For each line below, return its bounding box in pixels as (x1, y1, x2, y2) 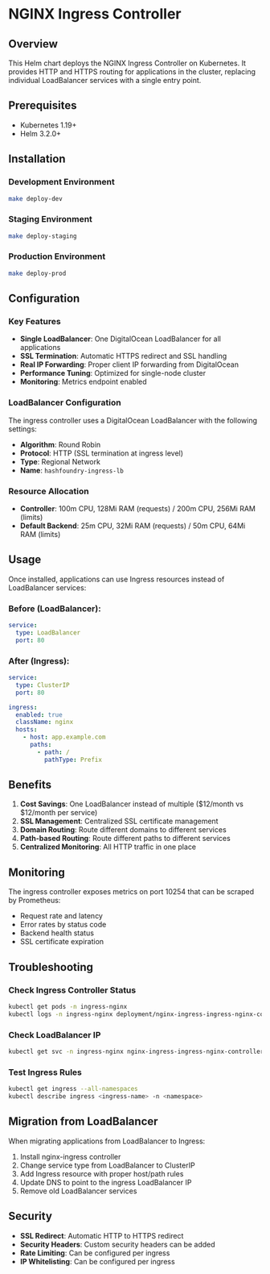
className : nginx (15, 718, 74, 727)
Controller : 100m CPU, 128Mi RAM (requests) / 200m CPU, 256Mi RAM (19, 504, 256, 513)
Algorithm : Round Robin (19, 439, 101, 449)
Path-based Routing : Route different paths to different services (19, 834, 231, 843)
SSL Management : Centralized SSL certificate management (19, 816, 219, 826)
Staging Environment (8, 214, 92, 225)
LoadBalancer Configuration (8, 397, 122, 408)
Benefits (8, 778, 52, 792)
